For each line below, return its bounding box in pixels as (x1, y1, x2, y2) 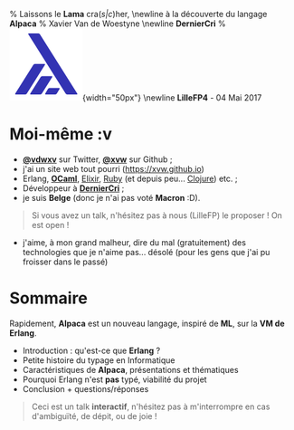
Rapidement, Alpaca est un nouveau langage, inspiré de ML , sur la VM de (9, 318, 285, 329)
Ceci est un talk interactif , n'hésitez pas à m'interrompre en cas (31, 401, 270, 412)
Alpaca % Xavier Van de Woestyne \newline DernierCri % (9, 18, 226, 29)
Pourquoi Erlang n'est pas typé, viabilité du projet (22, 374, 207, 385)
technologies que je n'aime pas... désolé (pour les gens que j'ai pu (22, 246, 270, 257)
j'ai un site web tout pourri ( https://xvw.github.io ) (22, 163, 205, 174)
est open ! (31, 219, 70, 230)
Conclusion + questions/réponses (22, 383, 149, 394)
